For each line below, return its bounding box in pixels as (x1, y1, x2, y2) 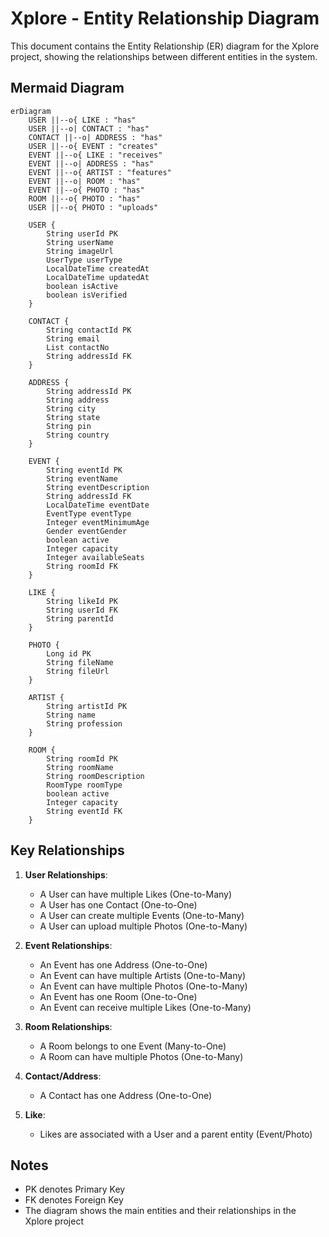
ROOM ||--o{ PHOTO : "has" (28, 193, 141, 204)
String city (46, 403, 97, 414)
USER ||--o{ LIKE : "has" (28, 115, 137, 125)
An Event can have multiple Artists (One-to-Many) (39, 969, 247, 981)
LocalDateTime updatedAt (46, 272, 150, 282)
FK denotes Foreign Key (24, 1194, 124, 1206)
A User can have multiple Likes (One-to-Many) (39, 888, 233, 900)
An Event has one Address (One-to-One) (39, 958, 208, 971)
